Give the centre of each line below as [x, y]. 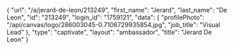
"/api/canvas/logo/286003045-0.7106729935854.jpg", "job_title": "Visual [113, 25]
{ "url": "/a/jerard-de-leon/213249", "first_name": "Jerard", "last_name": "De [117, 10]
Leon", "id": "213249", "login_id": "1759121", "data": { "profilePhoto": [106, 17]
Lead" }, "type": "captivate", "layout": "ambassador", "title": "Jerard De [110, 32]
